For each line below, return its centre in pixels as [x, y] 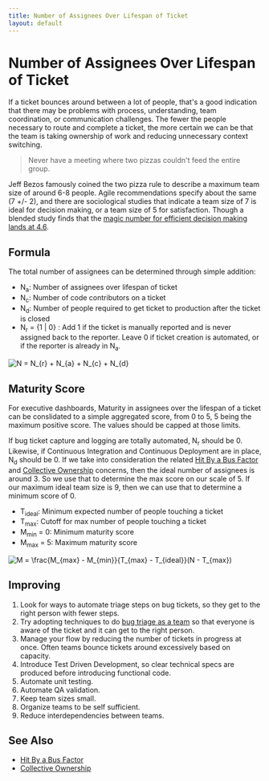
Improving [35, 586]
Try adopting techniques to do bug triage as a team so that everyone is [137, 621]
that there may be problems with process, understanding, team [112, 111]
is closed [35, 319]
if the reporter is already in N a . [70, 347]
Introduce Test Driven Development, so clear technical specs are [127, 664]
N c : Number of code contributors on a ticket [93, 299]
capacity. [35, 656]
